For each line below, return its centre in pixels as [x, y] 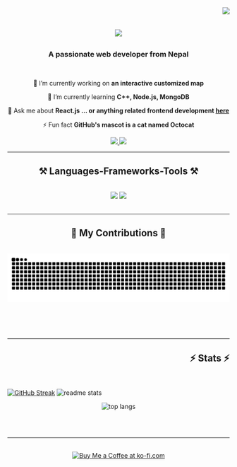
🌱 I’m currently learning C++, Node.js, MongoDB [119, 97]
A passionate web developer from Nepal [119, 54]
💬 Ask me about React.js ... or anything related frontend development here [119, 111]
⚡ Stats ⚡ [209, 358]
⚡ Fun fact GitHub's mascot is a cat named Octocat [119, 125]
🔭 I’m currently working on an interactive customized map [119, 83]
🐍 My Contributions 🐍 [119, 233]
